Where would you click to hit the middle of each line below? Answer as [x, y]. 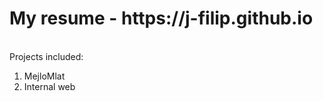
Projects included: [46, 56]
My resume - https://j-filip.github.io [161, 18]
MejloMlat [44, 76]
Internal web [49, 86]
